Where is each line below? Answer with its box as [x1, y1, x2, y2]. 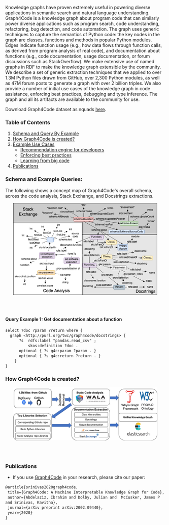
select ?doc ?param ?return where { [5, 328, 83, 333]
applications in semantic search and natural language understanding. [5, 10, 150, 16]
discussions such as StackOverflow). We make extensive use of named [5, 59, 155, 64]
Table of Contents [5, 119, 51, 126]
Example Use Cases [12, 141, 55, 147]
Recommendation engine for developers [20, 147, 105, 153]
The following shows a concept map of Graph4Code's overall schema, [5, 187, 153, 193]
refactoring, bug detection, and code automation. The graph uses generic [5, 26, 159, 32]
